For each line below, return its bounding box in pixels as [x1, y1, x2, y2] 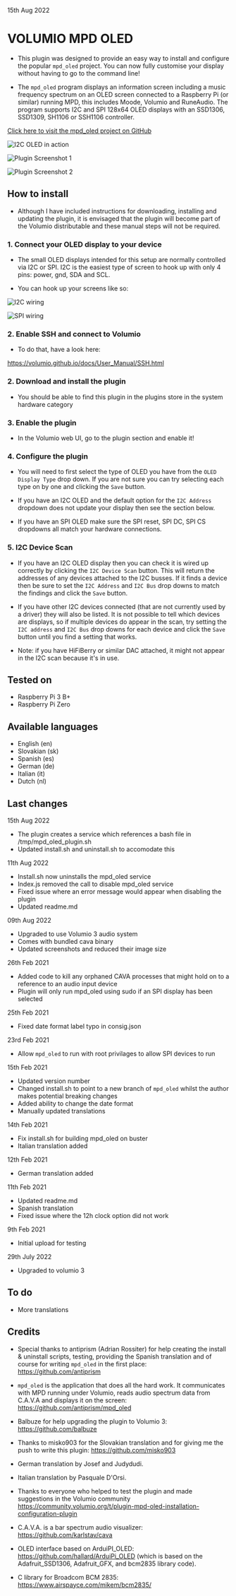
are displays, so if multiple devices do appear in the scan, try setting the [17, 617, 227, 626]
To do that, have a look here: [17, 345, 101, 354]
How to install [7, 188, 69, 200]
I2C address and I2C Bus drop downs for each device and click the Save [17, 625, 225, 633]
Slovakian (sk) [17, 747, 59, 755]
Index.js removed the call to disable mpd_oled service [17, 880, 174, 888]
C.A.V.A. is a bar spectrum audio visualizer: [17, 1523, 143, 1532]
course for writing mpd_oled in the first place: [17, 1359, 147, 1368]
